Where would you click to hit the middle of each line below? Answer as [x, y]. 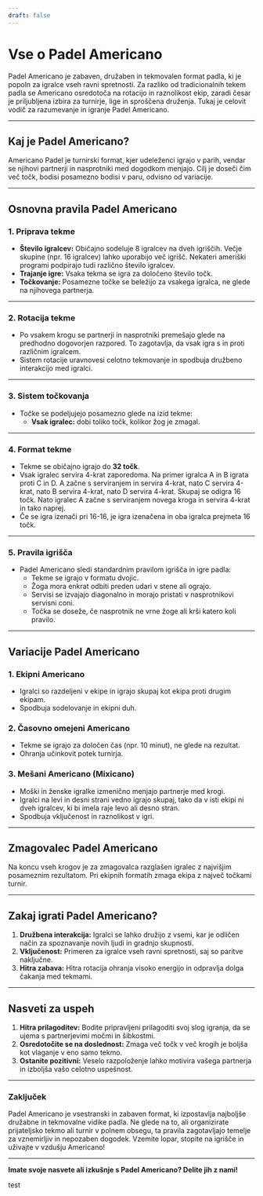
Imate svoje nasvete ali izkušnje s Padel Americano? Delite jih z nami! [123, 1170]
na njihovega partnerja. [57, 291]
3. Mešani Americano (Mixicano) [71, 774]
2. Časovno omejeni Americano [69, 728]
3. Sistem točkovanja [49, 396]
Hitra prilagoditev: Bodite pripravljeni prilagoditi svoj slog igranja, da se [135, 1027]
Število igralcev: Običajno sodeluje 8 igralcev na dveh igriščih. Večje [131, 249]
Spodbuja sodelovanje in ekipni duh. [78, 708]
